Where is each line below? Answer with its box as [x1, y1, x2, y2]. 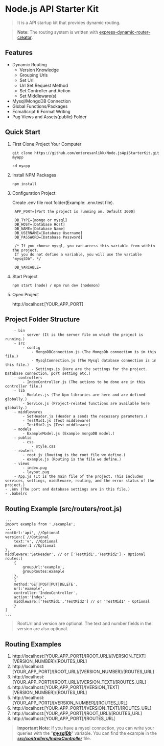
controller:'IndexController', [14, 591, 78, 595]
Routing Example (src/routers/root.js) [5, 504, 122, 513]
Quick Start [5, 128, 41, 136]
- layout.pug [23, 470, 49, 475]
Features [5, 49, 33, 57]
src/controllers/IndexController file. [17, 736, 92, 741]
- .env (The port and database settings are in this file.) [5, 487, 131, 492]
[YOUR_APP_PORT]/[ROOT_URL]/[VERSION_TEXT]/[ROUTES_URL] [12, 679, 146, 685]
